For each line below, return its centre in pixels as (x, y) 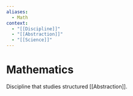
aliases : (17, 12)
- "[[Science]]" (32, 40)
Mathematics (40, 70)
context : (17, 23)
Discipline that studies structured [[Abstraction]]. (67, 86)
